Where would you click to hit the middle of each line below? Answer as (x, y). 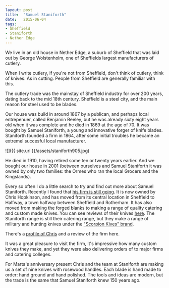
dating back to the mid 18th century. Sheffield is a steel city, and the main (81, 99)
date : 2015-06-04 (26, 19)
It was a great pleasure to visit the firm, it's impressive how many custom (81, 244)
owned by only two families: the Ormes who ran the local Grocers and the (82, 171)
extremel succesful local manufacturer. (46, 141)
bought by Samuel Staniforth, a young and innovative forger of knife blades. (84, 130)
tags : (11, 24)
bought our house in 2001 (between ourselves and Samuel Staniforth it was (83, 166)
